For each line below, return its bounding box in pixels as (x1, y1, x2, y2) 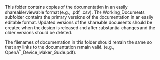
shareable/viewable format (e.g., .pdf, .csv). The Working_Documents (5, 9, 145, 15)
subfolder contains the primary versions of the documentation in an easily (5, 15, 154, 20)
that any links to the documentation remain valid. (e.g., (5, 45, 115, 50)
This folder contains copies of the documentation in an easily (5, 4, 128, 10)
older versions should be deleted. (5, 30, 72, 35)
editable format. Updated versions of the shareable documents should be (5, 19, 153, 25)
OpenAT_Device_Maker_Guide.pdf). (5, 49, 77, 55)
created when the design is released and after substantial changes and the (5, 25, 155, 30)
